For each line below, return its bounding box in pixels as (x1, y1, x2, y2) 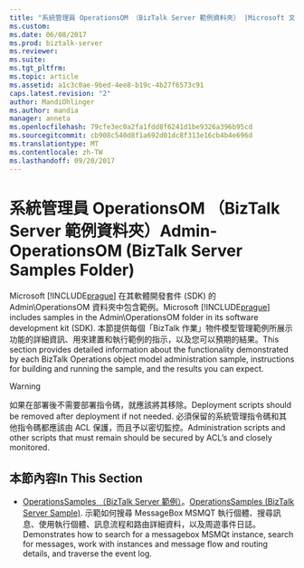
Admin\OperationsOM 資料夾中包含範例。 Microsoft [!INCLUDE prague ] (9, 302, 271, 313)
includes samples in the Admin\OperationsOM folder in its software (9, 312, 259, 323)
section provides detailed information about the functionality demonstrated (9, 345, 290, 355)
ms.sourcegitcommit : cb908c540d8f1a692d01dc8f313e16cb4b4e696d (9, 131, 253, 140)
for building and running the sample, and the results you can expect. (9, 364, 264, 374)
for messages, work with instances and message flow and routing (22, 539, 269, 550)
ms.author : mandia (9, 106, 79, 115)
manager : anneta (9, 114, 71, 123)
